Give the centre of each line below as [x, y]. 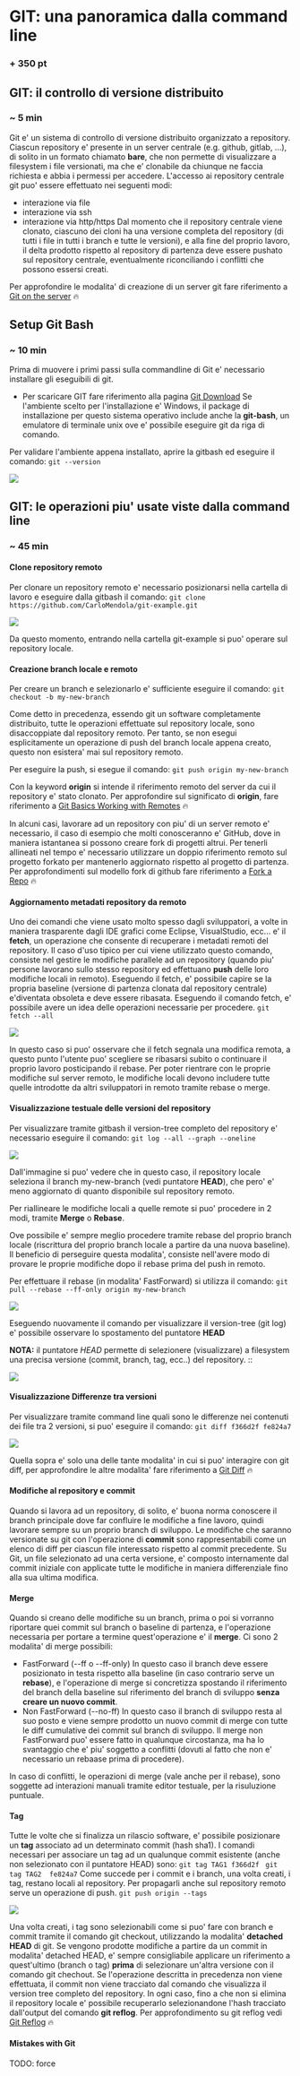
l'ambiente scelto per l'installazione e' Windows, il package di [136, 406]
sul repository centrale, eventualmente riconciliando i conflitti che [143, 259]
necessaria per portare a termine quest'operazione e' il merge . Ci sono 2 [144, 1637]
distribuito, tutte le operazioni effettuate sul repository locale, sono [132, 724]
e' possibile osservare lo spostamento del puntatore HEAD [117, 1332]
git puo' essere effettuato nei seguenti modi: [91, 185]
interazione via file [56, 202]
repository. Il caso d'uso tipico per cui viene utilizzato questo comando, [141, 951]
